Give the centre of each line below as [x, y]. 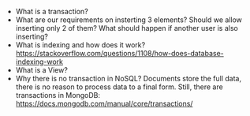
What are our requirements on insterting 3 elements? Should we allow [129, 20]
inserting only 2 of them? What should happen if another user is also [127, 28]
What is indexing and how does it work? [80, 45]
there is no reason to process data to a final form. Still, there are [119, 87]
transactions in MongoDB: [58, 95]
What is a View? [42, 70]
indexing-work [39, 62]
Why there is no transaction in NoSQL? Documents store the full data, [129, 79]
